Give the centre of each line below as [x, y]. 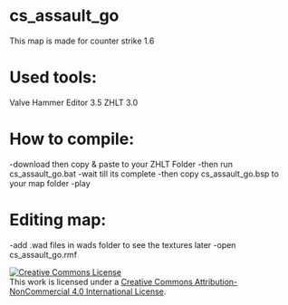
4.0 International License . [119, 291]
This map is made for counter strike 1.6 [82, 41]
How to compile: [72, 139]
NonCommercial [40, 291]
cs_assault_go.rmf [43, 254]
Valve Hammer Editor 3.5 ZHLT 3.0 [74, 102]
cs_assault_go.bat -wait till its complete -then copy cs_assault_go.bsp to [144, 174]
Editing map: [58, 220]
